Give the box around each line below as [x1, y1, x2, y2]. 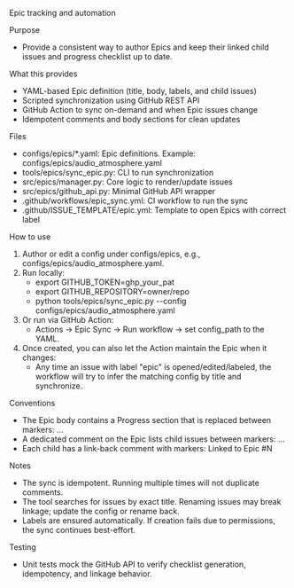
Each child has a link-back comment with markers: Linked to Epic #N [21, 443, 273, 453]
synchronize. [35, 380, 83, 391]
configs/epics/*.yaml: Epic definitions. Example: [21, 148, 197, 159]
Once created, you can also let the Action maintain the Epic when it [21, 343, 267, 353]
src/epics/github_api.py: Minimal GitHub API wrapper [21, 186, 216, 196]
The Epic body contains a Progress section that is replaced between [21, 415, 272, 425]
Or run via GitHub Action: [21, 315, 114, 325]
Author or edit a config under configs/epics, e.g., [21, 248, 201, 259]
